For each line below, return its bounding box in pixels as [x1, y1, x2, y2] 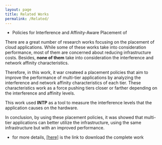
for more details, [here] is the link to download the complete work [12, 134, 144, 140]
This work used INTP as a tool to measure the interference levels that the [5, 100, 152, 106]
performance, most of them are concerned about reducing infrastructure [5, 49, 151, 55]
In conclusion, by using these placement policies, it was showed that [5, 115, 143, 121]
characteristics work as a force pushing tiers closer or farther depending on [5, 85, 158, 91]
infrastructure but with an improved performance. [5, 125, 105, 131]
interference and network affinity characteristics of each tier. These [5, 80, 141, 86]
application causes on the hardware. [5, 105, 79, 111]
